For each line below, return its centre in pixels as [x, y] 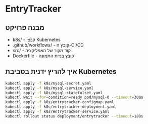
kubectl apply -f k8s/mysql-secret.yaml [48, 83]
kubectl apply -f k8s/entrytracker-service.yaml [57, 112]
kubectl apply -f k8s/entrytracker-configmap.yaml [60, 102]
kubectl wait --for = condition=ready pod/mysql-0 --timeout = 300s [74, 97]
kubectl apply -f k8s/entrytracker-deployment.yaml [61, 107]
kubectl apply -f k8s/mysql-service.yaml [50, 88]
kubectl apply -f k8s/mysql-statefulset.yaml [54, 93]
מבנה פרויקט [25, 28]
